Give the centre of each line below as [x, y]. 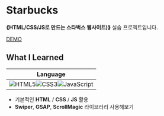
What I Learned [35, 57]
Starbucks [32, 10]
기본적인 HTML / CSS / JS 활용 [52, 99]
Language [51, 74]
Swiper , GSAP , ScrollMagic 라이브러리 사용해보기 [74, 107]
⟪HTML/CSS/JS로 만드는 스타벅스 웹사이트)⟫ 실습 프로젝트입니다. [82, 27]
